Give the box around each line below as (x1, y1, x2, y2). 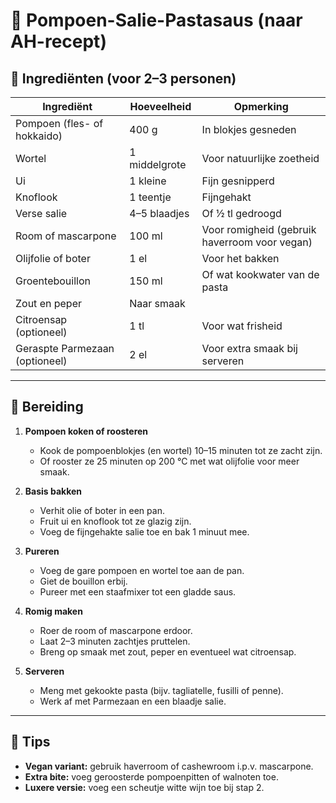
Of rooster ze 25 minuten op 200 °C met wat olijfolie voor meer (39, 455, 300, 467)
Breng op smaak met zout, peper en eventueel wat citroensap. (39, 645, 297, 658)
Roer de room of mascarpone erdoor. (39, 624, 193, 636)
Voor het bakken (201, 252, 280, 265)
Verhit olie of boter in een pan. (39, 504, 165, 516)
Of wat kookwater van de (201, 268, 320, 281)
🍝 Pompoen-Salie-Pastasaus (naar (10, 9, 303, 32)
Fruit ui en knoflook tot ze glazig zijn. (39, 515, 192, 527)
